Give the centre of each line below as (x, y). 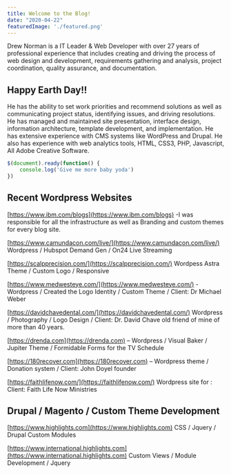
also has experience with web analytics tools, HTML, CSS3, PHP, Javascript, (116, 143)
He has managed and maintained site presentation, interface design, (104, 121)
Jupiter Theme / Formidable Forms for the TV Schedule (86, 347)
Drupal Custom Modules (42, 435)
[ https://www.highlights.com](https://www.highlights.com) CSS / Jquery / (112, 428)
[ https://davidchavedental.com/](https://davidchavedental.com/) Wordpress (115, 312)
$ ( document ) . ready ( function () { (53, 163)
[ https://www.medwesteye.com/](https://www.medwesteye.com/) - (103, 284)
